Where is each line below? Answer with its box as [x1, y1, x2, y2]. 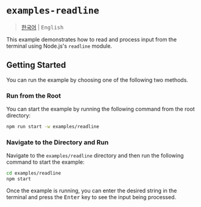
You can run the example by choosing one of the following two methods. [6, 76, 189, 84]
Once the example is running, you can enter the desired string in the [6, 187, 177, 194]
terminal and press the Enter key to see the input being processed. [6, 193, 177, 200]
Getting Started [6, 60, 66, 70]
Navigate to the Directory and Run [6, 138, 109, 147]
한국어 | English [21, 23, 64, 31]
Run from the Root [6, 91, 62, 100]
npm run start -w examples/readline [6, 124, 99, 130]
